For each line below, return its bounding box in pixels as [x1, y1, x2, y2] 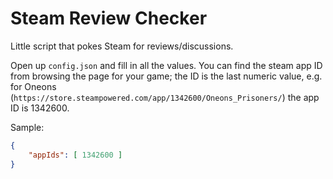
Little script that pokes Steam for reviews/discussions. [10, 40, 234, 52]
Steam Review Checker [10, 7, 208, 30]
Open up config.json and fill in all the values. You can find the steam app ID [10, 59, 323, 71]
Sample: [10, 121, 45, 133]
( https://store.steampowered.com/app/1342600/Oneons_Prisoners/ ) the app [10, 91, 320, 103]
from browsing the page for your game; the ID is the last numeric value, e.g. [10, 70, 323, 82]
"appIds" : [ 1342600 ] [28, 150, 123, 160]
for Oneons [10, 80, 57, 92]
